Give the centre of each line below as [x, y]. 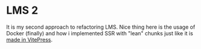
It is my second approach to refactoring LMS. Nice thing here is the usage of [101, 27]
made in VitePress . [29, 39]
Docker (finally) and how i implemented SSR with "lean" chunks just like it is [100, 33]
